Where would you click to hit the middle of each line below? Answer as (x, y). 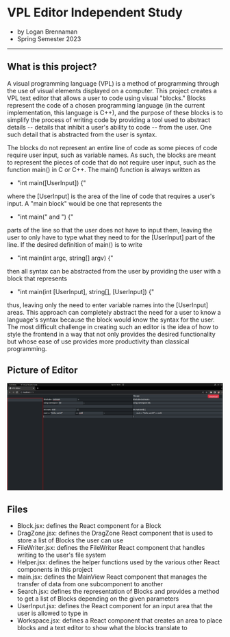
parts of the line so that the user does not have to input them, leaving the (110, 230)
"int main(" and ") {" (45, 217)
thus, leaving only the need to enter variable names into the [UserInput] (108, 305)
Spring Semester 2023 (49, 38)
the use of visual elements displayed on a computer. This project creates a (112, 91)
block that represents (37, 278)
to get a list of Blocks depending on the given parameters (98, 599)
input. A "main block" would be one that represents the (85, 203)
